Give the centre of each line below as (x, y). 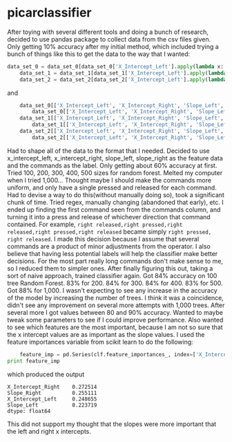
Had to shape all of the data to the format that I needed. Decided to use (109, 151)
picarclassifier (49, 13)
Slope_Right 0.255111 (52, 393)
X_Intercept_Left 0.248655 (52, 399)
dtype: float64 (29, 411)
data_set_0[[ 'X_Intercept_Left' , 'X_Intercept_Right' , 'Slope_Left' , (122, 105)
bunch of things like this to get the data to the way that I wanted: (99, 54)
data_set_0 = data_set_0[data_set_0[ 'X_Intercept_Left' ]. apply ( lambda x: (116, 66)
